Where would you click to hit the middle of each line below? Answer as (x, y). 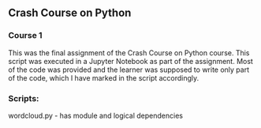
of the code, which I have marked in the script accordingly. (104, 77)
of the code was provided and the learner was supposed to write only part (129, 70)
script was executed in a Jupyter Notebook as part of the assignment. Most (131, 61)
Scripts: (24, 98)
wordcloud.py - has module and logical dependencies (96, 115)
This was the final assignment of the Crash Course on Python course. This (129, 53)
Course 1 (25, 36)
